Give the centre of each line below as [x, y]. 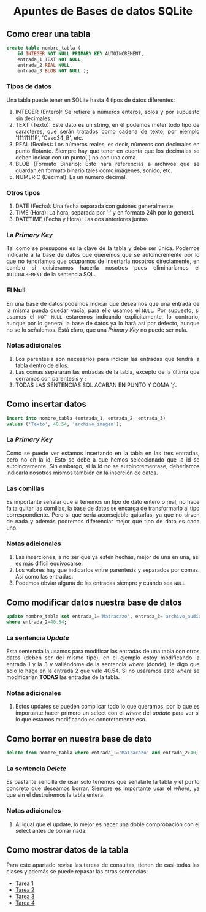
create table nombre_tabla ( [44, 48]
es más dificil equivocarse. [49, 564]
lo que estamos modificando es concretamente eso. [81, 720]
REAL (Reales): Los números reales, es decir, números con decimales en [107, 144]
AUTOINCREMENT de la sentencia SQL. [51, 275]
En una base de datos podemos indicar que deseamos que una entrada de [103, 303]
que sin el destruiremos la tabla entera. [55, 795]
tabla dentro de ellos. [42, 365]
